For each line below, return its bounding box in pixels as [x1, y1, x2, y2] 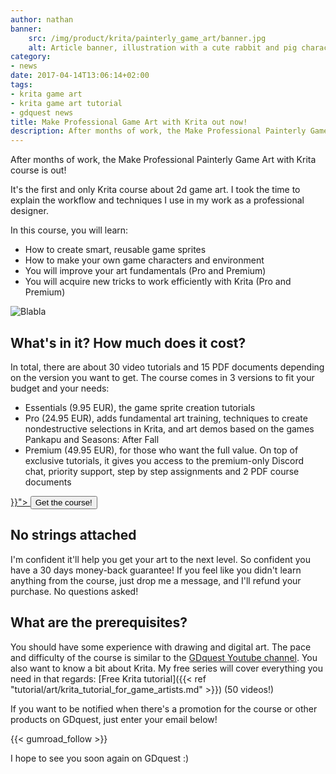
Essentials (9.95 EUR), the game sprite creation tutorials [24, 401, 256, 413]
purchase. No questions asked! [10, 585, 139, 597]
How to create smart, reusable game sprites [24, 244, 207, 256]
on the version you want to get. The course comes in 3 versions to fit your [10, 371, 315, 383]
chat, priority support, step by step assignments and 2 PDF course [24, 465, 300, 477]
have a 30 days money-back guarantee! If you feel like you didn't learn [10, 564, 302, 576]
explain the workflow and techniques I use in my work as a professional [10, 194, 305, 206]
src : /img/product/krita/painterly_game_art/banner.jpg [28, 33, 267, 43]
